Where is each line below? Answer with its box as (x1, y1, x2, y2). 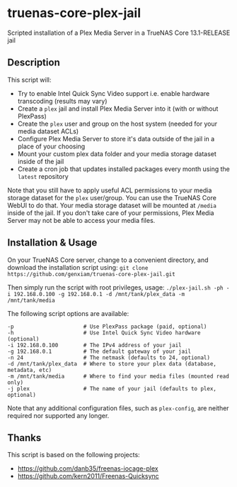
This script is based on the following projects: (7, 451, 140, 459)
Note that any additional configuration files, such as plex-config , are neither (7, 403, 229, 412)
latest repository (17, 172, 69, 180)
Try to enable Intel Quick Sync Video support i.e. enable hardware (17, 89, 210, 97)
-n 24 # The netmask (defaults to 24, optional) (7, 354, 211, 361)
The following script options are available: (7, 309, 129, 317)
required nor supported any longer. (7, 411, 110, 420)
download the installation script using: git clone (7, 263, 149, 271)
